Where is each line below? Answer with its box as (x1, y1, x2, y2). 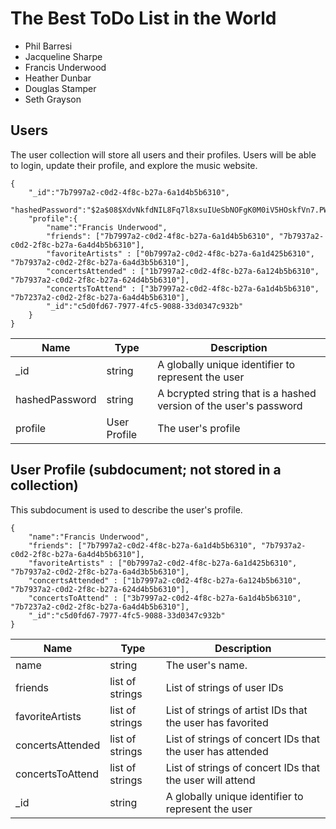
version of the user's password (157, 398, 303, 412)
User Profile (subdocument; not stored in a (10, 462, 282, 479)
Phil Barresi (24, 40, 73, 52)
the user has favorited (165, 715, 269, 729)
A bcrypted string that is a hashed (157, 386, 317, 400)
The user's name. (165, 658, 248, 672)
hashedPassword (15, 392, 97, 406)
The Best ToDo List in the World (10, 7, 277, 30)
